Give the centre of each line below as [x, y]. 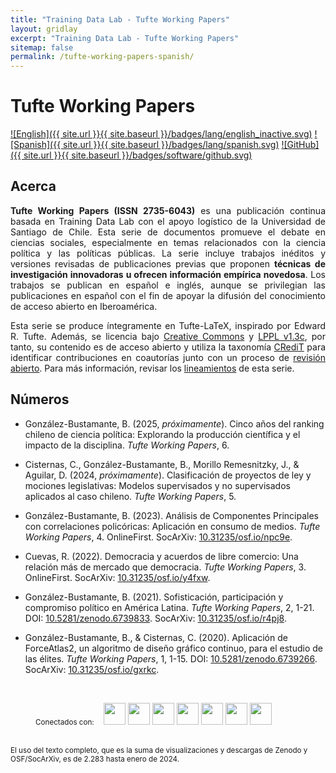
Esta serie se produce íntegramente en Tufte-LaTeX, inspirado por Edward [168, 325]
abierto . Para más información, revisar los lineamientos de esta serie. [152, 368]
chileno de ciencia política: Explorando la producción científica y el [162, 434]
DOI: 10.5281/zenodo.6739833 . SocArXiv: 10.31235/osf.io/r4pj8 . [155, 618]
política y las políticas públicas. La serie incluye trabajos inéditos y [168, 253]
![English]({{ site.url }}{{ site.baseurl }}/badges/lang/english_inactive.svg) [161, 134]
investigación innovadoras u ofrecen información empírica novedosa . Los [168, 274]
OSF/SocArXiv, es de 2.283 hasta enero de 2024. [95, 759]
